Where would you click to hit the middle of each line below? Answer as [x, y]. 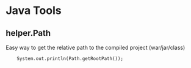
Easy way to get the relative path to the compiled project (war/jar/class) [95, 47]
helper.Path [28, 33]
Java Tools [34, 11]
